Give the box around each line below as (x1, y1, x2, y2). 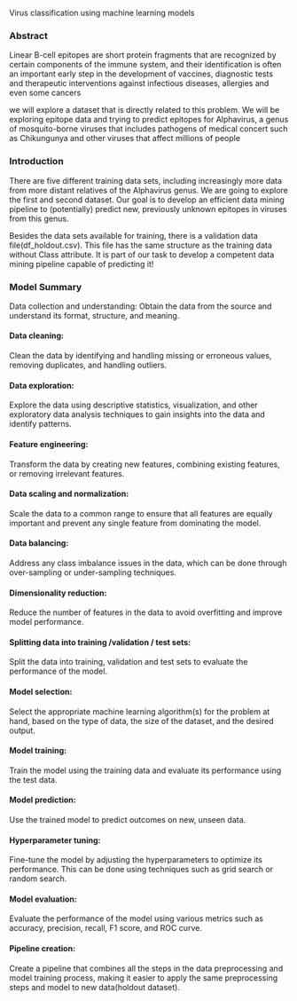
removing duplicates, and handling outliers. (9, 359, 167, 371)
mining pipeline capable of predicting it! (9, 258, 154, 269)
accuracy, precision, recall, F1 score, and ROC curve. (9, 923, 202, 934)
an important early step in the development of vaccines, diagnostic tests (9, 68, 273, 79)
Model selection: (9, 686, 73, 697)
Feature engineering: (9, 438, 89, 449)
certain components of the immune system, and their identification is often (9, 59, 282, 70)
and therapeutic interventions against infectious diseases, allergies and (9, 78, 270, 89)
